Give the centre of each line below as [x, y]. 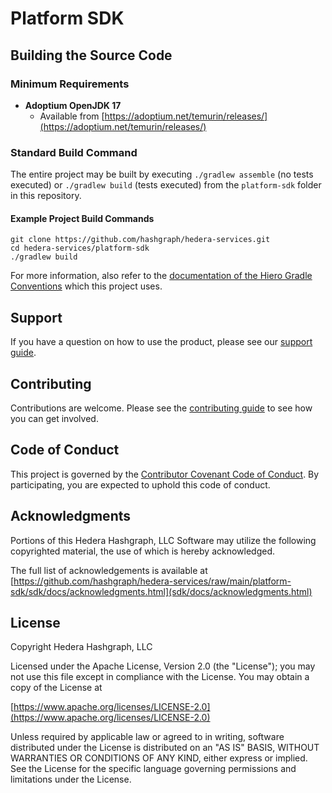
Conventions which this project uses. [86, 286]
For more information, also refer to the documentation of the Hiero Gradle [161, 276]
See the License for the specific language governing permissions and [153, 769]
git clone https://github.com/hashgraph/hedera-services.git [140, 240]
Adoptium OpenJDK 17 [73, 105]
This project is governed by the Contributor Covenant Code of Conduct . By [165, 474]
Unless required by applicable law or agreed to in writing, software [147, 737]
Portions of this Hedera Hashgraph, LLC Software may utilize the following [163, 540]
